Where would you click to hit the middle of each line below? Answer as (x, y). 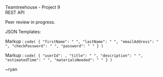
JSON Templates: (23, 32)
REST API (15, 12)
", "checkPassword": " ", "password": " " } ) (54, 46)
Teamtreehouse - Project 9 (33, 7)
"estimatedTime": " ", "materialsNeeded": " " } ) (59, 60)
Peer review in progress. (30, 22)
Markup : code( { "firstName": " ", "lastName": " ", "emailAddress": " (82, 41)
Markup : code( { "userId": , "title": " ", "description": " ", (74, 55)
